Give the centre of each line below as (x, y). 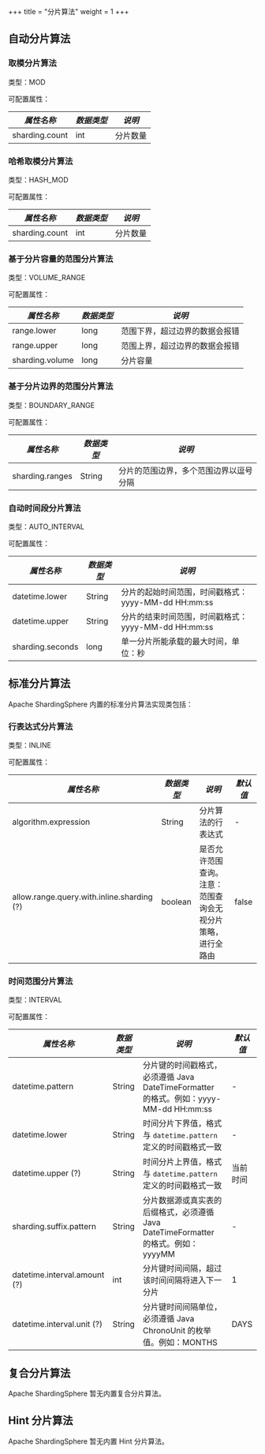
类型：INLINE (30, 745)
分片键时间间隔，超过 (183, 1269)
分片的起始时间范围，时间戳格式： (184, 592)
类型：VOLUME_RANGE (47, 278)
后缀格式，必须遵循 (179, 1212)
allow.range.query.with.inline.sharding (83, 897)
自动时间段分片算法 (45, 508)
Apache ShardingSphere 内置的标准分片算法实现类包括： (101, 704)
